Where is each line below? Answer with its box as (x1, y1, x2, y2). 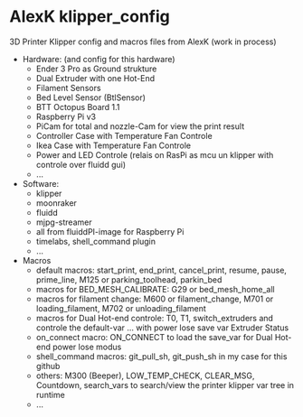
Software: (22, 178, 60, 189)
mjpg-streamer (35, 217, 92, 227)
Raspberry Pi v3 (35, 111, 97, 122)
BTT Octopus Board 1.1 (35, 101, 120, 112)
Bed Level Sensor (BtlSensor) (35, 92, 147, 103)
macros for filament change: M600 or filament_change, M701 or (35, 293, 274, 304)
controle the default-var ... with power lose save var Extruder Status (35, 322, 289, 333)
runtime (35, 389, 65, 400)
